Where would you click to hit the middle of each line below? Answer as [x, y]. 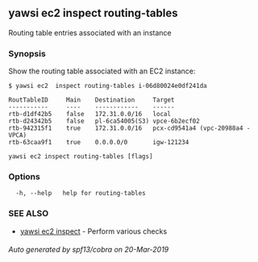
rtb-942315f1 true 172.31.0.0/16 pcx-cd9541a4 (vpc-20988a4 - [129, 128]
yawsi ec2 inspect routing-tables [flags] [81, 156]
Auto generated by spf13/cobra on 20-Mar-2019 [89, 250]
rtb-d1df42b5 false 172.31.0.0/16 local [90, 114]
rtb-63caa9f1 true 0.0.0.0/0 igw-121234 [99, 143]
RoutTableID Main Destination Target [92, 100]
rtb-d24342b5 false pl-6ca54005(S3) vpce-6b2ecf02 [104, 121]
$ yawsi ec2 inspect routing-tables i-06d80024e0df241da [108, 86]
